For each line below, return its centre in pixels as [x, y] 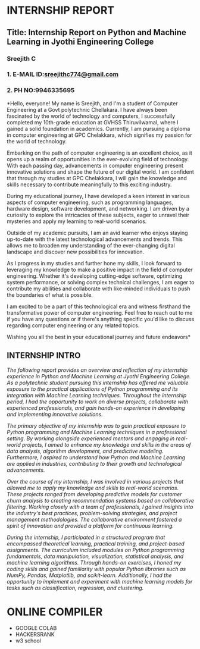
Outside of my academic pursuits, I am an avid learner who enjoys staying [97, 233]
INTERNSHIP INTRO [44, 355]
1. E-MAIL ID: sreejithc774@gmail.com [62, 74]
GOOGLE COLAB [36, 628]
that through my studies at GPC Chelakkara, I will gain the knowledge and [97, 178]
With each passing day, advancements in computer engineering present [95, 165]
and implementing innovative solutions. [55, 414]
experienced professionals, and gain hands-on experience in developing [96, 407]
